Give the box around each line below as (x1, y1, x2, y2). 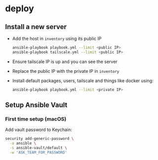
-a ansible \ (9, 141, 37, 146)
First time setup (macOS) (5, 115, 67, 122)
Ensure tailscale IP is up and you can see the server (12, 59, 118, 64)
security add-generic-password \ (5, 136, 74, 141)
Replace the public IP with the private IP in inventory (12, 68, 119, 74)
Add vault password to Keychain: (5, 127, 73, 133)
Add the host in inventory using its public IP (12, 35, 102, 41)
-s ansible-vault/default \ (9, 146, 68, 151)
